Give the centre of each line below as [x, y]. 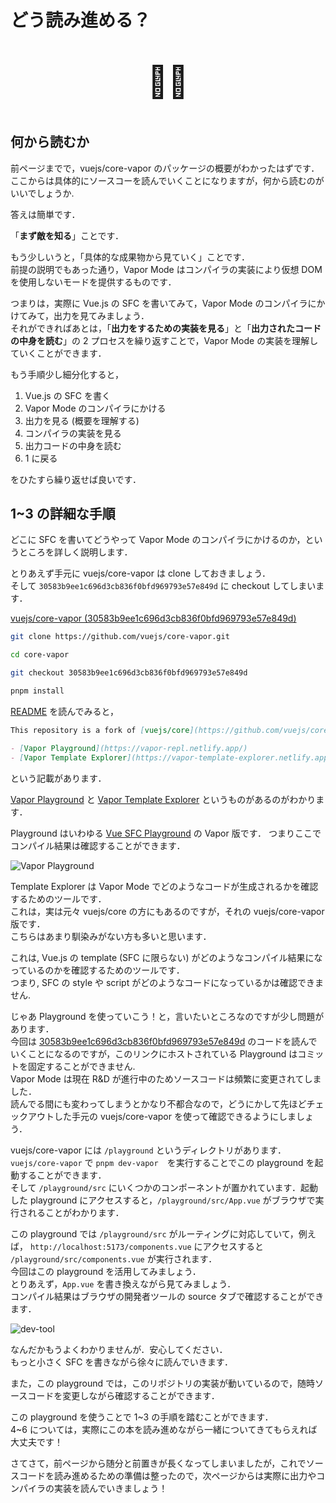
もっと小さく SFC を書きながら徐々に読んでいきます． [122, 1362]
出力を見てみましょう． [101, 315]
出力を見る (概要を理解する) [82, 420]
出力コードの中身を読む [73, 445]
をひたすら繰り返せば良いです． [76, 479]
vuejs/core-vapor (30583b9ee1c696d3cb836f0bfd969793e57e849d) [153, 618]
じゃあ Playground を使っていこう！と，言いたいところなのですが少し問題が [167, 1016]
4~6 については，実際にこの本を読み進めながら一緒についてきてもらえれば [164, 1429]
